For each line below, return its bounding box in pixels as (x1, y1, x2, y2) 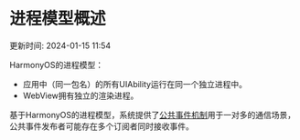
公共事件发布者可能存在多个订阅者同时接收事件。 (9, 120, 194, 132)
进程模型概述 (9, 8, 107, 29)
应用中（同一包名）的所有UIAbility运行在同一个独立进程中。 (22, 78, 248, 89)
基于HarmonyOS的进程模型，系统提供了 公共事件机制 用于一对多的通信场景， (9, 109, 296, 120)
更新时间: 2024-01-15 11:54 (9, 40, 112, 51)
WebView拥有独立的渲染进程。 (22, 90, 139, 101)
